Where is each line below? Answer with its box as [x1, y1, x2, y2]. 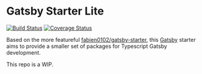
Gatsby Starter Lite [6, 4, 104, 18]
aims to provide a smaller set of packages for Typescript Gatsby [6, 42, 168, 50]
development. [6, 49, 41, 56]
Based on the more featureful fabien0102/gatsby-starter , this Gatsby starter [6, 36, 197, 43]
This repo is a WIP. [6, 61, 54, 68]
